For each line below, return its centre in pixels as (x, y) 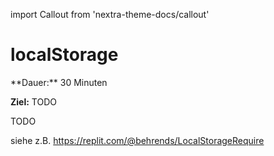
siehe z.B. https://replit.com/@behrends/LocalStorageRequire (137, 140)
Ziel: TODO (33, 101)
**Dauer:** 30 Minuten (59, 82)
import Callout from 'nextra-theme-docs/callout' (110, 14)
